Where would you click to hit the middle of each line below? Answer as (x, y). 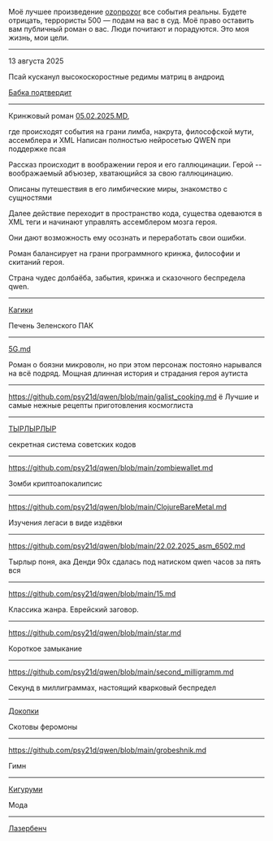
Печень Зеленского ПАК (51, 325)
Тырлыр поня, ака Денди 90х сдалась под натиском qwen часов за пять (135, 561)
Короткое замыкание (45, 648)
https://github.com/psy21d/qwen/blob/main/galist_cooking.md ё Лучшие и (134, 397)
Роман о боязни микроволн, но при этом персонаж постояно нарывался (135, 364)
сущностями (30, 197)
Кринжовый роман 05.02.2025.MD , (69, 116)
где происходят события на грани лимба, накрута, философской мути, (131, 132)
